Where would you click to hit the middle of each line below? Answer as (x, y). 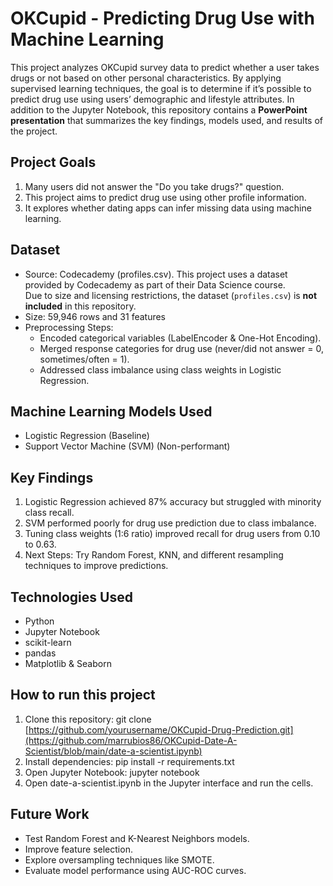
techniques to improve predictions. (96, 566)
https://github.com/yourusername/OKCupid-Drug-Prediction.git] (161, 729)
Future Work (50, 814)
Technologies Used (71, 597)
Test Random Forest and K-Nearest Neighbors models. (137, 838)
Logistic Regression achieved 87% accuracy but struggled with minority (173, 502)
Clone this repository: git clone (88, 719)
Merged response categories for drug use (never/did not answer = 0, (182, 348)
